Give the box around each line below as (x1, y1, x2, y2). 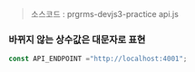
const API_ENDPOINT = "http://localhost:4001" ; (8, 54, 188, 64)
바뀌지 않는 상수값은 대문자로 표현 (8, 33, 146, 46)
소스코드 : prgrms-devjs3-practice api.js (30, 9, 179, 19)
